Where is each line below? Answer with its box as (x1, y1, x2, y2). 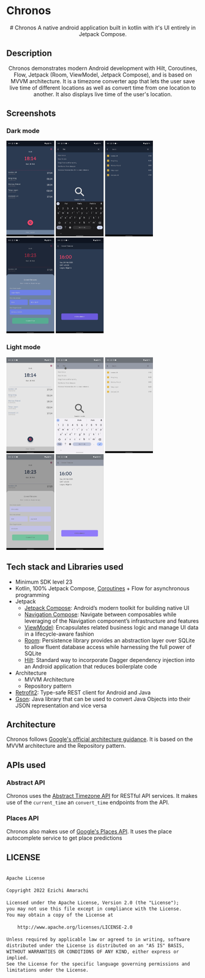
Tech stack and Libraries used (6, 562, 124, 573)
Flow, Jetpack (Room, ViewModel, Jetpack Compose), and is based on (13, 71, 192, 78)
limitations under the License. (6, 967, 89, 974)
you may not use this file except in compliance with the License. (6, 906, 182, 912)
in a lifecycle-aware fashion (24, 630, 94, 638)
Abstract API (6, 778, 45, 787)
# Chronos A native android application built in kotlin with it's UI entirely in (10, 24, 196, 31)
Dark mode (6, 127, 40, 135)
